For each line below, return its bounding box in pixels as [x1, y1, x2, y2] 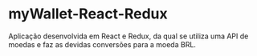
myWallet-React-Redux [8, 5, 169, 23]
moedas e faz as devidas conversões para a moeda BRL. [8, 39, 197, 49]
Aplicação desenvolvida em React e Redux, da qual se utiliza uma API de [8, 31, 249, 41]
